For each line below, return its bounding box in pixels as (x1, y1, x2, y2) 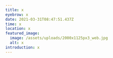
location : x (5, 26, 31, 31)
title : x (5, 7, 24, 13)
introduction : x (5, 45, 40, 50)
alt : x (10, 40, 24, 45)
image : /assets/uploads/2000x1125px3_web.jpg (10, 36, 108, 41)
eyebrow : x (5, 12, 29, 17)
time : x (5, 21, 22, 27)
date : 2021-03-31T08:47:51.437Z (5, 17, 74, 22)
